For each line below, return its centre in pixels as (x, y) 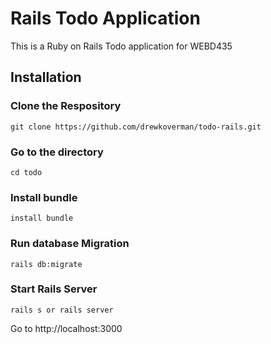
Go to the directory (57, 152)
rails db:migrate (46, 264)
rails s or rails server (62, 310)
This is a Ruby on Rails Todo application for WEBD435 (121, 46)
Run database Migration (70, 244)
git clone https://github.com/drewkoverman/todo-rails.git (136, 127)
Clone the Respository (66, 106)
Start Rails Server (54, 289)
